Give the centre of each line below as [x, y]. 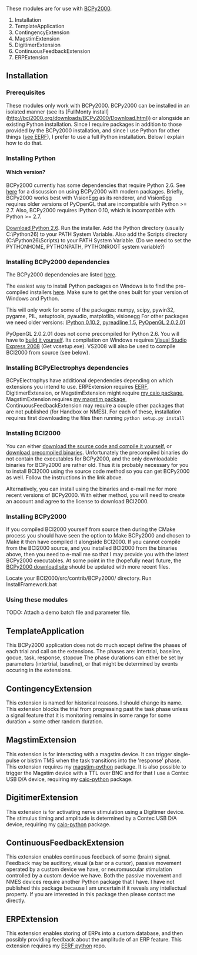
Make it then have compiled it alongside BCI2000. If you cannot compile [93, 542]
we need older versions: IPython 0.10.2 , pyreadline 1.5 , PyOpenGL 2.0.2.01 [96, 322]
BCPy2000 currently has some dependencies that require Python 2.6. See [96, 185]
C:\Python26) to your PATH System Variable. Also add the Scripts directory [97, 234]
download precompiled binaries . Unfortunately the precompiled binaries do [97, 452]
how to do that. [24, 143]
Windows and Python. [33, 299]
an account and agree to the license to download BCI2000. [77, 501]
